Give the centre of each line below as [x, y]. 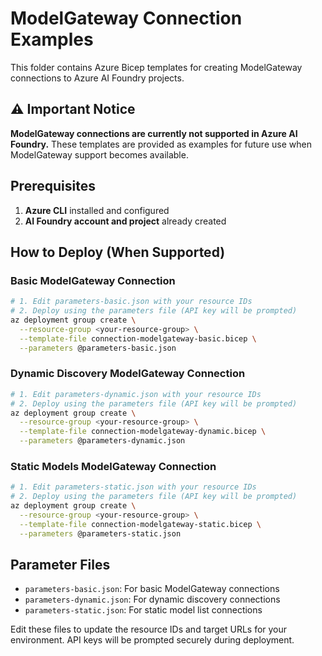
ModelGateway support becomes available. [99, 154]
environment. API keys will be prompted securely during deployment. [152, 640]
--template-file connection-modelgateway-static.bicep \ [140, 524]
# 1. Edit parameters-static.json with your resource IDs [133, 487]
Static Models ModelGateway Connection [113, 466]
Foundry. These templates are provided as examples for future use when [161, 144]
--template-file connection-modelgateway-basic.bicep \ [138, 338]
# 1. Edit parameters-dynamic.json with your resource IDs [136, 394]
